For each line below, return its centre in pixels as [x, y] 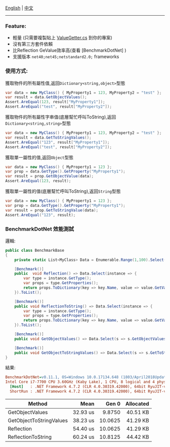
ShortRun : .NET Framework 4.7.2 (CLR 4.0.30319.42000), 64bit [78, 391]
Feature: [16, 26]
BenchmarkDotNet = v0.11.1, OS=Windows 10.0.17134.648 [62, 377]
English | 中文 [19, 8]
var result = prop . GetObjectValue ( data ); [50, 176]
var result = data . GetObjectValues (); [46, 97]
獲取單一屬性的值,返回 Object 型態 [39, 157]
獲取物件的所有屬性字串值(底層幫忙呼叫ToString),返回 [61, 117]
